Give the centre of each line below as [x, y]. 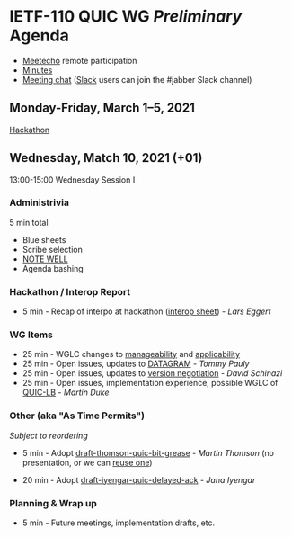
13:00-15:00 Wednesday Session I [72, 179]
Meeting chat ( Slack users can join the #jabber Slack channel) [137, 79]
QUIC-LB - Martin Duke [66, 392]
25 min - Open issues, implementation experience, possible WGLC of [150, 383]
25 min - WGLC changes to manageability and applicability [131, 354]
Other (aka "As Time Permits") [77, 416]
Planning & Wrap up [53, 503]
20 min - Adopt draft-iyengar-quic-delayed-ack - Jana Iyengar [139, 479]
